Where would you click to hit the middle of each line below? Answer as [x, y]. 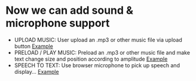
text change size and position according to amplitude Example [91, 59]
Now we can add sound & [70, 10]
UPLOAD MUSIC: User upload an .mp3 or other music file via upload [98, 40]
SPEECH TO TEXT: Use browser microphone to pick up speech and [97, 65]
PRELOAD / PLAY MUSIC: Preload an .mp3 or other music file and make [102, 52]
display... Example [36, 71]
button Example [33, 46]
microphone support [58, 23]
